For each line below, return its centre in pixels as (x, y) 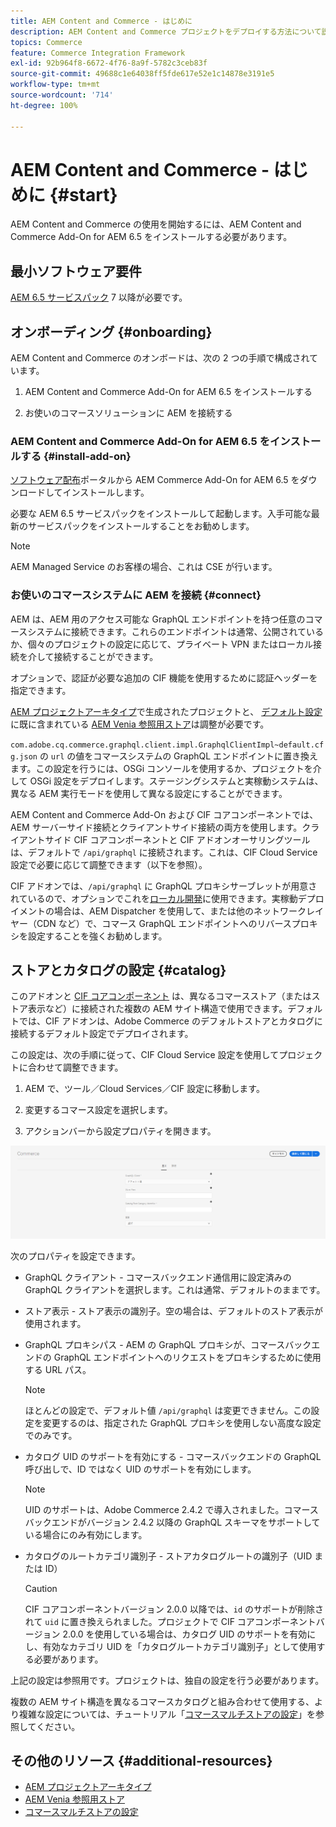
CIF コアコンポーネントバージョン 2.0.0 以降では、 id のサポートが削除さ (174, 1609)
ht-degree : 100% (44, 105)
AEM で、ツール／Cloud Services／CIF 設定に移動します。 (144, 1089)
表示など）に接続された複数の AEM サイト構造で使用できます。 (157, 1009)
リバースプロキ (287, 923)
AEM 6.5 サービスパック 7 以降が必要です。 (99, 297)
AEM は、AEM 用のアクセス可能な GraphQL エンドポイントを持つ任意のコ (162, 619)
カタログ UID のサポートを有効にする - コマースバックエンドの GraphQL (173, 1456)
